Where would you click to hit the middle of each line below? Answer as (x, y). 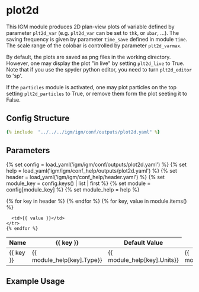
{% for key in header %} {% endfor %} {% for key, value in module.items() (97, 201)
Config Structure (38, 119)
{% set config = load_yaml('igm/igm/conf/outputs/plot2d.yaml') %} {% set (97, 165)
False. (13, 100)
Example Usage (36, 281)
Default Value (143, 243)
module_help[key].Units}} (144, 260)
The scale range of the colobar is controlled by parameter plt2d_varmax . (94, 46)
